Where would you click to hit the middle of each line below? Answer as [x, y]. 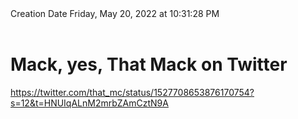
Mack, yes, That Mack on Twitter [149, 64]
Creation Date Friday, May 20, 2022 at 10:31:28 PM [115, 13]
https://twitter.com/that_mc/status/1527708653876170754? [132, 92]
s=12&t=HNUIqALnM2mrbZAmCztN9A [89, 103]
